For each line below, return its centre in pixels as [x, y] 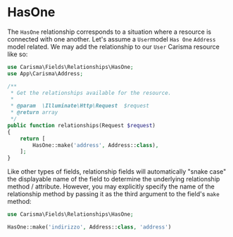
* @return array [34, 113]
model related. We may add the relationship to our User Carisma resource [113, 46]
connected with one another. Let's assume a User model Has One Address [112, 39]
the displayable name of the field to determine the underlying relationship [114, 179]
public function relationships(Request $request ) [82, 125]
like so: [18, 54]
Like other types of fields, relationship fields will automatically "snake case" [117, 172]
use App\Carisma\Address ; [45, 73]
